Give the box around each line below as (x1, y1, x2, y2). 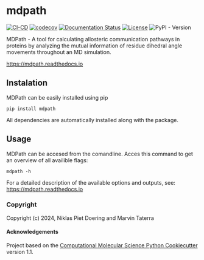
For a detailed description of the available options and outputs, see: (6, 179, 175, 186)
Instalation (6, 78, 47, 88)
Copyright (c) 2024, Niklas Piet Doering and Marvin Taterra (6, 214, 154, 222)
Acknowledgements (6, 228, 59, 236)
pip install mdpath (6, 106, 56, 112)
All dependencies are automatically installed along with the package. (6, 116, 178, 123)
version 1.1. (6, 248, 33, 256)
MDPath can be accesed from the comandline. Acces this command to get (6, 150, 194, 157)
